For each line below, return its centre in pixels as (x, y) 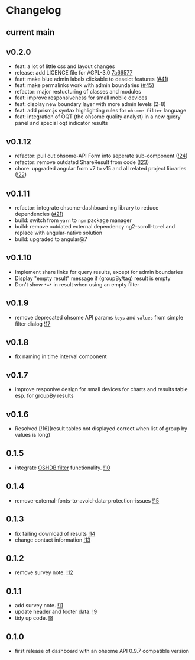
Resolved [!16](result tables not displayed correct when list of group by (101, 429)
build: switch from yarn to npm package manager (73, 220)
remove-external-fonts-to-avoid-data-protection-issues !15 (87, 500)
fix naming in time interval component (61, 356)
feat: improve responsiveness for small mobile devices (81, 98)
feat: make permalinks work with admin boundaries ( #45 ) (84, 85)
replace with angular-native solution (58, 233)
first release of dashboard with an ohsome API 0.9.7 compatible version (102, 651)
